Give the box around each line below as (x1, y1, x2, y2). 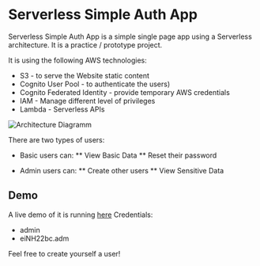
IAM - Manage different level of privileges (19, 96, 156, 105)
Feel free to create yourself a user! (8, 249, 121, 258)
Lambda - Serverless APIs (19, 104, 105, 114)
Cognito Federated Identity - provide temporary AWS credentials (19, 87, 231, 97)
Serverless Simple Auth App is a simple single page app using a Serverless (8, 32, 253, 41)
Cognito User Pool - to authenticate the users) (19, 79, 171, 89)
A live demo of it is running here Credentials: (8, 210, 153, 219)
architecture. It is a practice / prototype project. (8, 40, 163, 49)
